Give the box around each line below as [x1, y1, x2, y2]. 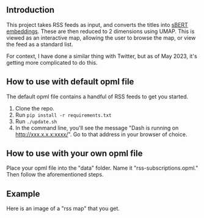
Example [6, 189, 40, 199]
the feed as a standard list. [6, 40, 73, 48]
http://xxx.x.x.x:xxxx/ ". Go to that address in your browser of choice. [15, 131, 188, 138]
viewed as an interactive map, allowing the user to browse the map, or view [6, 34, 196, 42]
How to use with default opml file [6, 76, 134, 87]
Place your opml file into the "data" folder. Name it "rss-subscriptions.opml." [6, 164, 199, 172]
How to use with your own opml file [6, 148, 143, 159]
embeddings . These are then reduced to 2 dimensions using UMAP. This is [6, 27, 195, 35]
